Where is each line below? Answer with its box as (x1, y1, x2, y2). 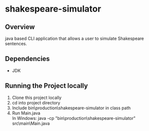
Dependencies (5, 55, 50, 63)
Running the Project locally (5, 82, 88, 90)
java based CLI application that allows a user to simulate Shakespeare (5, 35, 144, 41)
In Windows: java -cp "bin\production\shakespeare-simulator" (12, 115, 136, 121)
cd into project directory (12, 99, 60, 105)
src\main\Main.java (12, 120, 50, 126)
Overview (5, 23, 35, 31)
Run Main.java (12, 110, 41, 116)
